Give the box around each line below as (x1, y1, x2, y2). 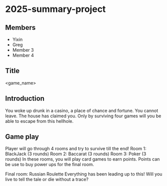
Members (5, 23, 36, 32)
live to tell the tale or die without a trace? (5, 177, 89, 183)
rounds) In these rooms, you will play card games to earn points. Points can (5, 156, 160, 162)
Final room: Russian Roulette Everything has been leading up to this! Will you (5, 171, 163, 177)
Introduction (5, 94, 45, 103)
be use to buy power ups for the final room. (5, 162, 94, 168)
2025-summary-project (5, 3, 106, 15)
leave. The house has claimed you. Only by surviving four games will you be (5, 113, 162, 119)
